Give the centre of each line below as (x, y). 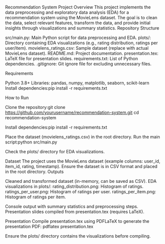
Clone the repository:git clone (35, 107)
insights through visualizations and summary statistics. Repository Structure (82, 28)
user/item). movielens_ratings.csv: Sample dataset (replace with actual (77, 48)
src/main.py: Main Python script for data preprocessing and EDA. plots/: (78, 37)
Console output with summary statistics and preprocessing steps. (72, 206)
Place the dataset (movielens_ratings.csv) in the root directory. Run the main (82, 137)
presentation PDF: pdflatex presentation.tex (49, 227)
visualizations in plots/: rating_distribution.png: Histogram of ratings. (74, 186)
